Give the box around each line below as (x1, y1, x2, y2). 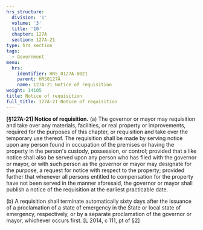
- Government (11, 54, 45, 60)
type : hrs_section (6, 43, 53, 49)
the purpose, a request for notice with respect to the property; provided (6, 167, 185, 174)
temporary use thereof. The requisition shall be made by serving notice (6, 134, 183, 142)
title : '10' (11, 25, 42, 32)
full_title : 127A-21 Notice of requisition (6, 98, 118, 104)
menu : (6, 59, 20, 65)
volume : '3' (11, 20, 42, 26)
